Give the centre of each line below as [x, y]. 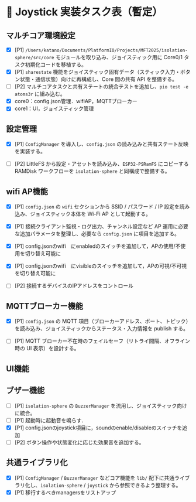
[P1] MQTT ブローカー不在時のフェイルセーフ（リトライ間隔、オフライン [102, 341]
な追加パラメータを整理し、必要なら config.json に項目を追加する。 [97, 234]
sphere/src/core [34, 58]
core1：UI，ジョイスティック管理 [54, 108]
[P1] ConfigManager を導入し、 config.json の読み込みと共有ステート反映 [102, 144]
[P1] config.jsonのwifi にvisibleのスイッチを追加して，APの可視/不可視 [101, 266]
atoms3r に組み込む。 [40, 94]
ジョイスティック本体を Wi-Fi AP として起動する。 [90, 214]
